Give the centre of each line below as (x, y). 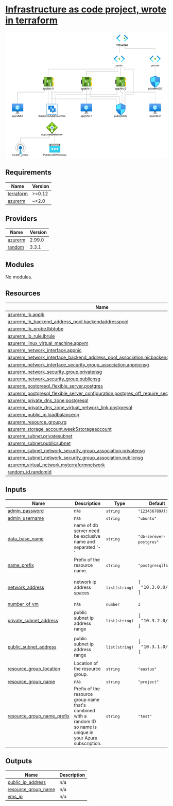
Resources (23, 293)
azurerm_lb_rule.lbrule (31, 336)
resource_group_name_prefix (38, 716)
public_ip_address (27, 782)
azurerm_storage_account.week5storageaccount (59, 429)
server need (86, 531)
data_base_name (25, 539)
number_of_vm (23, 604)
